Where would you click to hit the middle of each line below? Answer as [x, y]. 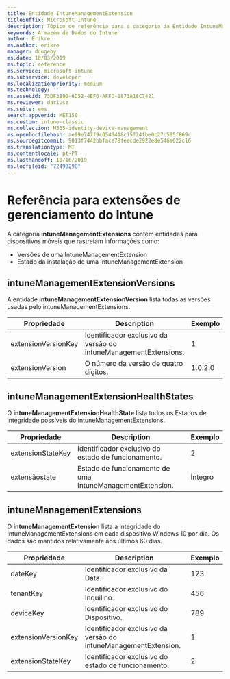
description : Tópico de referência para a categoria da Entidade [102, 26]
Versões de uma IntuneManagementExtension [82, 254]
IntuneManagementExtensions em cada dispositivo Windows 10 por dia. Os [113, 534]
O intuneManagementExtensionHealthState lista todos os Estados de [107, 413]
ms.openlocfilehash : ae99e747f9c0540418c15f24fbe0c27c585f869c [99, 134]
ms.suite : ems [27, 109]
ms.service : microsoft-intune [50, 71]
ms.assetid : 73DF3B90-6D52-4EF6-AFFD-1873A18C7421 [81, 97]
